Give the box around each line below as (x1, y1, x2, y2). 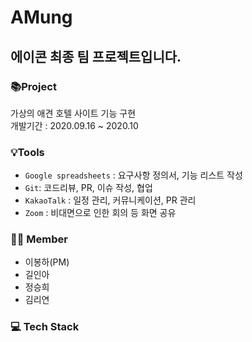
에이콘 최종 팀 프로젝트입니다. (10, 48, 182, 65)
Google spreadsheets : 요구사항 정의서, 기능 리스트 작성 (24, 169, 243, 181)
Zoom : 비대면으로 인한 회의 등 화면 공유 (24, 207, 177, 219)
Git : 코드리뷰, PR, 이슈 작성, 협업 (24, 182, 153, 194)
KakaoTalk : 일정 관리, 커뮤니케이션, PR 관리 (24, 194, 197, 206)
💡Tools (10, 145, 45, 159)
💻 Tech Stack (10, 320, 80, 334)
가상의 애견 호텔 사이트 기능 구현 (10, 107, 137, 119)
